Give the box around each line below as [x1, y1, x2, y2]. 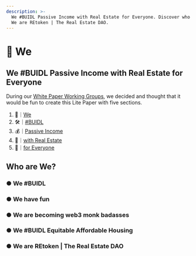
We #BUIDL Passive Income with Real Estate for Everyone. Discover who [11, 14, 191, 20]
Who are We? [6, 161, 56, 171]
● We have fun [6, 195, 50, 203]
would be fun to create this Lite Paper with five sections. [6, 99, 143, 106]
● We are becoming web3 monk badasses [6, 211, 130, 219]
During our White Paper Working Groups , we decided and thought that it [6, 93, 181, 100]
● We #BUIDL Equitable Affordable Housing [6, 227, 133, 235]
